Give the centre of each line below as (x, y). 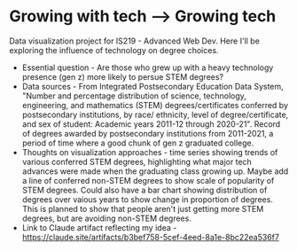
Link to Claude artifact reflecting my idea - (99, 227)
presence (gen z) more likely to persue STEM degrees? (123, 76)
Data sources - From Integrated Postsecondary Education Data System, (152, 86)
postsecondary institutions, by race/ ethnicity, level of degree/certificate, (155, 114)
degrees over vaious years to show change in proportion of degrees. (147, 199)
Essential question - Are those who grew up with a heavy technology (148, 67)
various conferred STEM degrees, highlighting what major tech (137, 161)
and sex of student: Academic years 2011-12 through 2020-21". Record (151, 124)
